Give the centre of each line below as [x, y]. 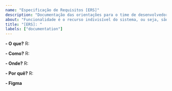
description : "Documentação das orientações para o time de [71, 15]
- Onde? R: [17, 63]
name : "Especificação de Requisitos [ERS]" [52, 10]
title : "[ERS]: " [24, 24]
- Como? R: [17, 54]
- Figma [14, 83]
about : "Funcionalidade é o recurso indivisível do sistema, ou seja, [82, 19]
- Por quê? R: [19, 73]
